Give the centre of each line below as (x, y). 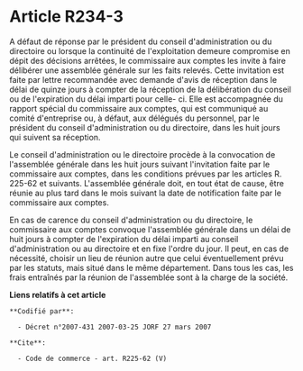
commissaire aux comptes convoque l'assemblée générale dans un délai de (150, 229)
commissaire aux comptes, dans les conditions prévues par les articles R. (146, 174)
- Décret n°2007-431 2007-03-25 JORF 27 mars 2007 (115, 327)
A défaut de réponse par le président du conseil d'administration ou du (141, 41)
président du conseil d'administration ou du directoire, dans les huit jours (145, 127)
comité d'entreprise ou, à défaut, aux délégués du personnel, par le (134, 118)
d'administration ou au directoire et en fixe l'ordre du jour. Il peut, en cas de (149, 249)
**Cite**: (28, 343)
